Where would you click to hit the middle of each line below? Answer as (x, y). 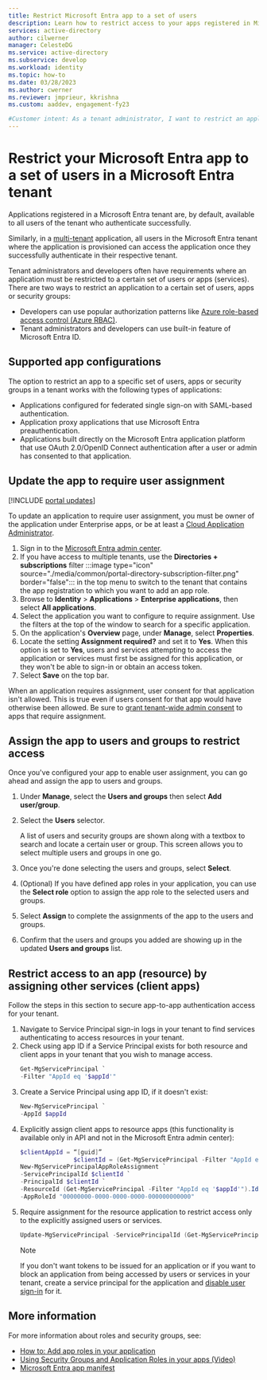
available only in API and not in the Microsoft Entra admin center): (127, 1138)
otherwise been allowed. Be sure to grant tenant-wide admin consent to (126, 707)
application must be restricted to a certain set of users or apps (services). (129, 279)
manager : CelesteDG (41, 45)
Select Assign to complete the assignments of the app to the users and (136, 916)
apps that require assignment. (57, 716)
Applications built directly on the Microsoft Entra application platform (132, 438)
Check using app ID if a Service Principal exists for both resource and (133, 1046)
